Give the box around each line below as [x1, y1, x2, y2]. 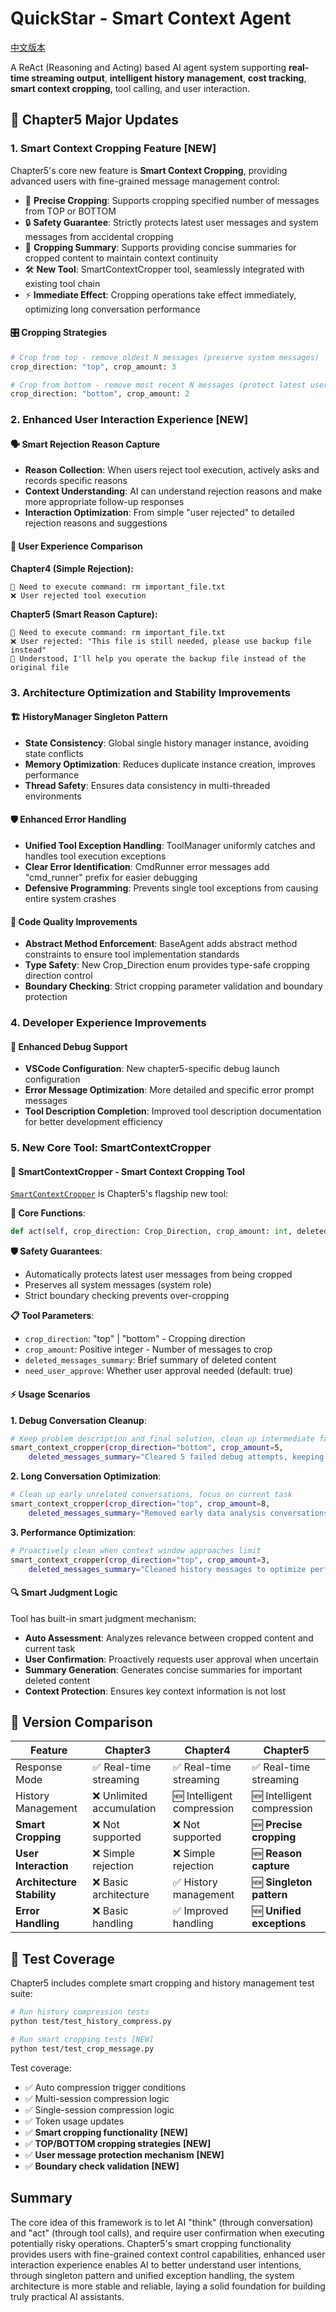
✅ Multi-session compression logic [24, 2092, 170, 2104]
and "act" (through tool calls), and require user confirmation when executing [10, 2227, 325, 2239]
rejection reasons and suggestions [24, 517, 168, 529]
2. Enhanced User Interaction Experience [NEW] [10, 413, 249, 427]
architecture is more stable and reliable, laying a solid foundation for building [10, 2280, 326, 2292]
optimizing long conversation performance [24, 303, 201, 315]
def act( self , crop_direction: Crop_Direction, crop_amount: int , [10, 1227, 293, 1237]
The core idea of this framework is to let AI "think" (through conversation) [10, 2216, 314, 2228]
